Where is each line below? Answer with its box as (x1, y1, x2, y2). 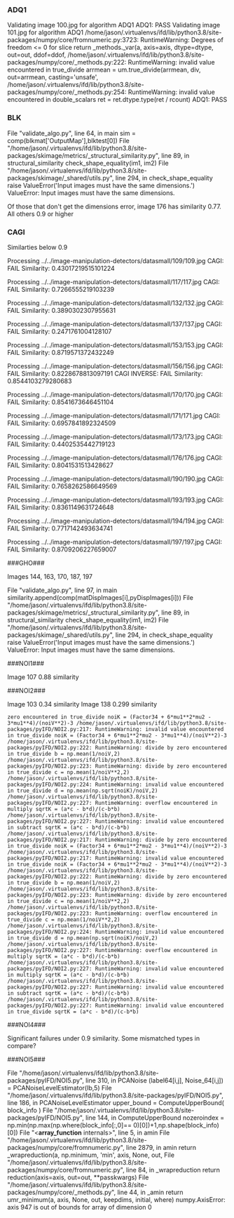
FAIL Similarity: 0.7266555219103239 (7, 285, 115, 293)
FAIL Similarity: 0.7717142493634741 (7, 524, 113, 533)
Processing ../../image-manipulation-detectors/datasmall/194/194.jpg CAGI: (7, 516, 224, 525)
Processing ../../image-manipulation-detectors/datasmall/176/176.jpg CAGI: (7, 453, 223, 462)
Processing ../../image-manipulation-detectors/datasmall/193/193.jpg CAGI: (7, 495, 224, 504)
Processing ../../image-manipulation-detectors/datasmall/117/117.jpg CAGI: (7, 277, 220, 286)
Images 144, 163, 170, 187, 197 (7, 572, 93, 580)
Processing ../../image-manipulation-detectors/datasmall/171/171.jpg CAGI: (7, 411, 221, 420)
